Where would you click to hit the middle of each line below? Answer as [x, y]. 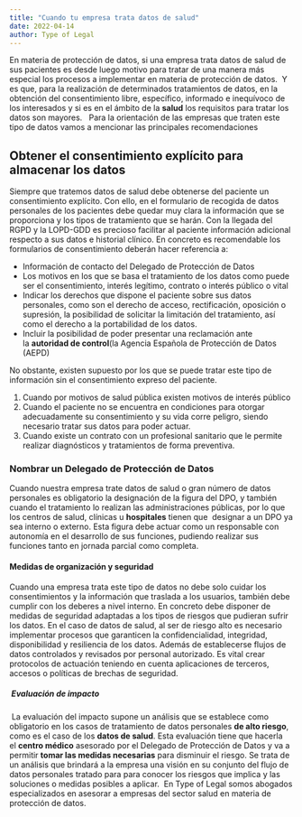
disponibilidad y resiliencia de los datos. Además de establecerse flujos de [148, 644]
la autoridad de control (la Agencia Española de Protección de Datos [149, 343]
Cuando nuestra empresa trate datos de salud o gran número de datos [140, 488]
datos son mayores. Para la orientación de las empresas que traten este [145, 117]
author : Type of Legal [52, 34]
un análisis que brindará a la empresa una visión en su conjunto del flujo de [149, 765]
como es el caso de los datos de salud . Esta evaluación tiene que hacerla [146, 736]
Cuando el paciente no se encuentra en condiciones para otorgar [143, 407]
